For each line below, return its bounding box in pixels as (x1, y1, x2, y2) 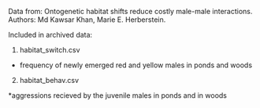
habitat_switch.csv (19, 45, 80, 54)
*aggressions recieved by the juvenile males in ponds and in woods (8, 91, 227, 100)
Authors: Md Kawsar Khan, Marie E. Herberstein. (8, 15, 166, 24)
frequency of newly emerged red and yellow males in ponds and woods (19, 60, 253, 70)
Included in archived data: (8, 31, 93, 39)
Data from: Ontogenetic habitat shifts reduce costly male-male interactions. (8, 7, 253, 16)
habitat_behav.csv (19, 76, 80, 85)
